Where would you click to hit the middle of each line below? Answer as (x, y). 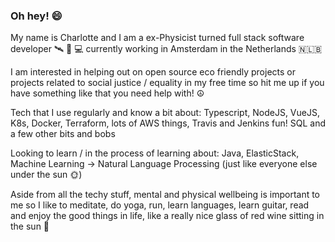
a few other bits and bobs (63, 134)
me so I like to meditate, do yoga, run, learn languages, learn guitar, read (160, 205)
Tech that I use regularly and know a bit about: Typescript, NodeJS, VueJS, (165, 113)
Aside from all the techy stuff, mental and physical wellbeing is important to (165, 195)
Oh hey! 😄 (36, 16)
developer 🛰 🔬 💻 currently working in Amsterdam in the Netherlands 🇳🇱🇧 (166, 49)
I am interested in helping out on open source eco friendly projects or (153, 72)
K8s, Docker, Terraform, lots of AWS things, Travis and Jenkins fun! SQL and (168, 123)
